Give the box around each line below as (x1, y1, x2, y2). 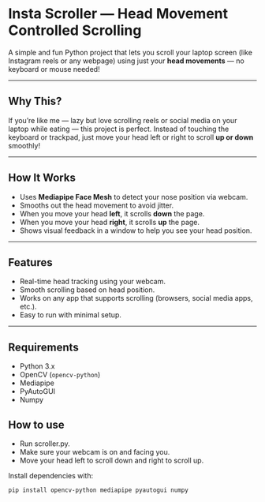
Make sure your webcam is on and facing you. (19, 448, 170, 456)
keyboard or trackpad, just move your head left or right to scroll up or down (8, 132, 254, 142)
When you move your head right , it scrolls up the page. (19, 217, 200, 227)
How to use (8, 418, 65, 431)
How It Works (8, 171, 77, 185)
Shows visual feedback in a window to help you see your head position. (19, 226, 252, 235)
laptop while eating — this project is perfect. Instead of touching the (8, 124, 230, 133)
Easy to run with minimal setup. (19, 310, 122, 320)
